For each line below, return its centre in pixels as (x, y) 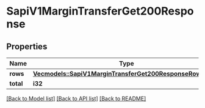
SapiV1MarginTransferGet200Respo (100, 11)
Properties (27, 46)
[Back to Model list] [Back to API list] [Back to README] (76, 99)
